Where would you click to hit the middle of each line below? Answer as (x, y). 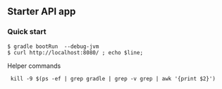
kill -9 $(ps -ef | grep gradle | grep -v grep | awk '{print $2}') (113, 78)
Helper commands (34, 66)
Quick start (27, 32)
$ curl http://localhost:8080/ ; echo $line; (75, 52)
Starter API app (42, 12)
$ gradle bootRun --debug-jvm (53, 46)
